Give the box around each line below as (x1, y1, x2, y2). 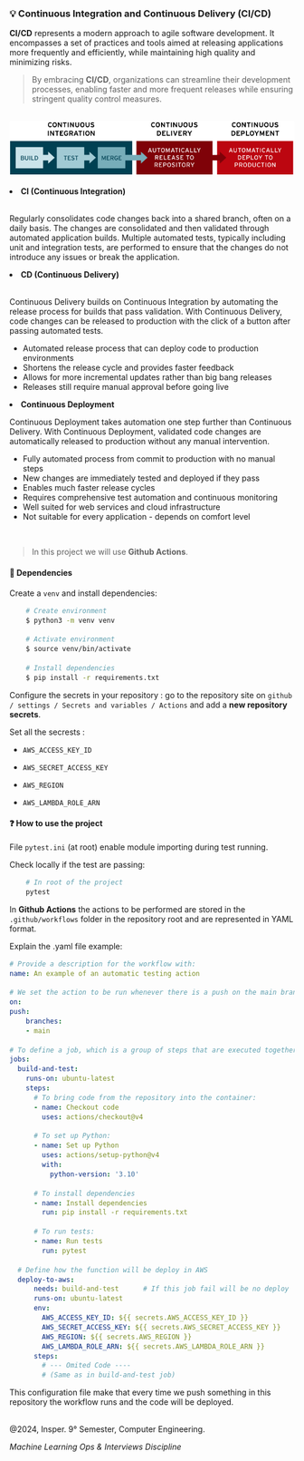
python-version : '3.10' (49, 1169, 140, 1179)
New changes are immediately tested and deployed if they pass (22, 472, 261, 483)
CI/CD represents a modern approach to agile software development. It (9, 28, 275, 39)
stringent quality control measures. (31, 93, 163, 104)
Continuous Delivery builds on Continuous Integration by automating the (9, 297, 279, 307)
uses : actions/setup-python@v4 (42, 1151, 160, 1160)
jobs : (9, 1055, 30, 1064)
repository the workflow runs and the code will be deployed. (9, 1397, 234, 1407)
